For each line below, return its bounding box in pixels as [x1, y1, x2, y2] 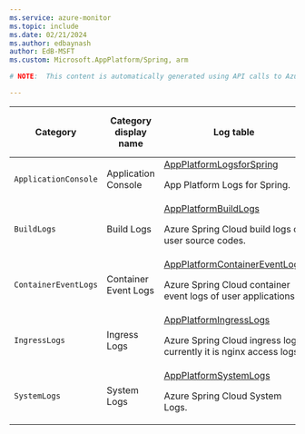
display [114, 125, 147, 138]
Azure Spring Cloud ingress [163, 333, 281, 346]
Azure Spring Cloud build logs [163, 222, 292, 235]
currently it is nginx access [163, 345, 279, 358]
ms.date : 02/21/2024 [9, 30, 88, 39]
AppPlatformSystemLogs [163, 369, 271, 381]
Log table [212, 125, 255, 138]
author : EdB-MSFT [9, 47, 75, 56]
